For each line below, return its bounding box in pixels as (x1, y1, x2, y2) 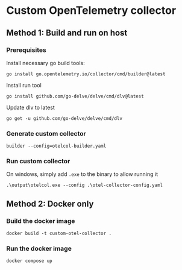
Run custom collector (6, 157, 71, 166)
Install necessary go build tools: (6, 59, 86, 66)
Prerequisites (6, 46, 46, 54)
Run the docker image (6, 245, 72, 253)
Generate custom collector (6, 129, 86, 137)
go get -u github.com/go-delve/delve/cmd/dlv (6, 115, 122, 121)
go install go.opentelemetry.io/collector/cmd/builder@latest (6, 71, 166, 77)
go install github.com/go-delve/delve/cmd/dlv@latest (6, 93, 145, 99)
